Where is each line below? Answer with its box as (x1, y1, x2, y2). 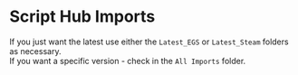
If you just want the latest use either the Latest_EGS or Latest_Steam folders (9, 36, 289, 47)
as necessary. (9, 45, 62, 56)
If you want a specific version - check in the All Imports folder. (9, 55, 246, 66)
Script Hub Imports (9, 6, 156, 27)
